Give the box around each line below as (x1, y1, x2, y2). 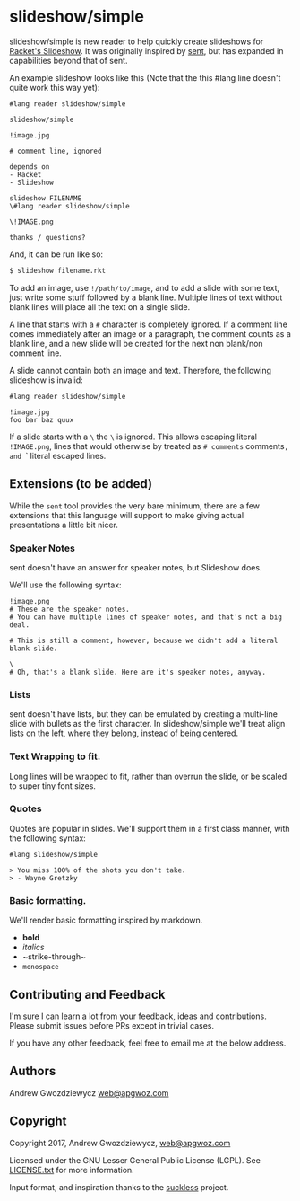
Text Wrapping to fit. (9, 750, 101, 763)
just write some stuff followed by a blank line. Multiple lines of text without (9, 292, 283, 303)
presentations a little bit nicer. (9, 519, 119, 530)
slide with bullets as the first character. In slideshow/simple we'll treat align (9, 719, 286, 729)
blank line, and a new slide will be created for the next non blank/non (9, 338, 263, 349)
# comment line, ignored (9, 146, 102, 155)
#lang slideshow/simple (9, 850, 99, 859)
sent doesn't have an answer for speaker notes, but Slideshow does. (9, 561, 262, 572)
